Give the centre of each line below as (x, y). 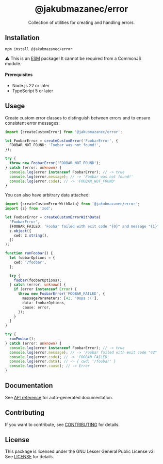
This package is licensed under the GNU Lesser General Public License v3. (80, 451)
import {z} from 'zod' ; (29, 209)
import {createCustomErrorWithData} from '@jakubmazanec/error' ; (72, 204)
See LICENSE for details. (30, 457)
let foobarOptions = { (32, 258)
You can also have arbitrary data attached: (48, 195)
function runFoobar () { (29, 253)
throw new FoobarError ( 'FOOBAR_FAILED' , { (61, 294)
